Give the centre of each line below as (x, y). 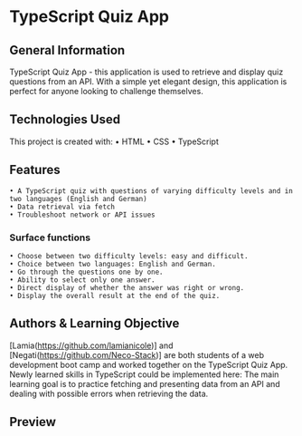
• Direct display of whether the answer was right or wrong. (127, 287)
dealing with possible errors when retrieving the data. (109, 393)
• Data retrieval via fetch (62, 207)
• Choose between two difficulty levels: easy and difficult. (129, 256)
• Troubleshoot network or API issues (82, 215)
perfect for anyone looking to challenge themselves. (106, 91)
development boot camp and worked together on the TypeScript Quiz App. (149, 364)
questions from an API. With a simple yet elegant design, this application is (148, 82)
